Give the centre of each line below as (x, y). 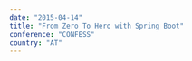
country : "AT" (36, 43)
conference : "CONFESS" (52, 34)
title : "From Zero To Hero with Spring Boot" (96, 26)
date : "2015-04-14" (46, 17)
